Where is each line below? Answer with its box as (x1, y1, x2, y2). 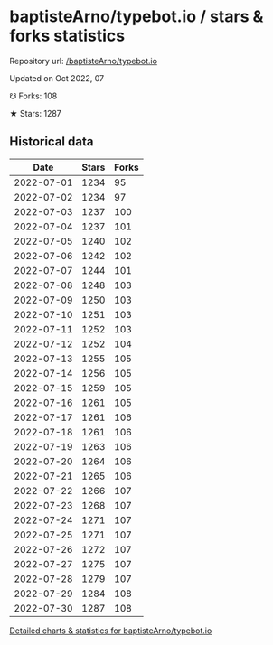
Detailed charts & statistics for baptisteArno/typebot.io (9, 625, 212, 636)
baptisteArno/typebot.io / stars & (9, 6, 264, 27)
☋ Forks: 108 (9, 90, 58, 101)
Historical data (9, 134, 94, 150)
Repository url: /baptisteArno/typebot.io (9, 55, 158, 66)
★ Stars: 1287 (9, 107, 61, 118)
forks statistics (9, 25, 125, 46)
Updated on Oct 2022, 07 (9, 72, 105, 83)
